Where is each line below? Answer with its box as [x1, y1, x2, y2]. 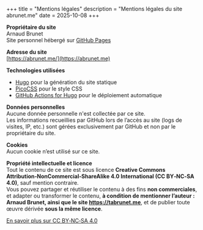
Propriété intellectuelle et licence [6, 160, 93, 167]
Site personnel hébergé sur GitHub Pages [6, 37, 111, 43]
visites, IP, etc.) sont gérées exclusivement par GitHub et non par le [6, 123, 176, 130]
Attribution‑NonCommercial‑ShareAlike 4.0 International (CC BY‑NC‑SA [6, 172, 194, 180]
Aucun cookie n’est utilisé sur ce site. [6, 148, 100, 155]
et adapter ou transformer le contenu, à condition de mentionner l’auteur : [6, 192, 195, 199]
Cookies [6, 141, 28, 149]
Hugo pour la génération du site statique [15, 79, 117, 86]
